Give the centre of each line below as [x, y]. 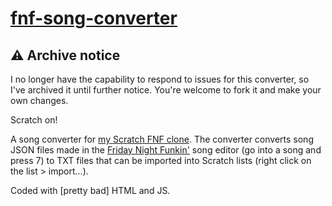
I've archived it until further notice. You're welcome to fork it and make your [166, 90]
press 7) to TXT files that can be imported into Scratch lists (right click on [161, 160]
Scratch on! [34, 120]
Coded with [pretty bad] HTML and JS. [90, 190]
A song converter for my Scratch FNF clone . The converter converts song [162, 139]
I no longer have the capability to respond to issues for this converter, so [160, 79]
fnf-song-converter [94, 18]
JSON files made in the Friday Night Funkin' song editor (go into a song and [166, 150]
